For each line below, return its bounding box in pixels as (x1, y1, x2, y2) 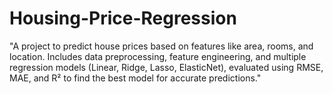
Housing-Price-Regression (9, 7, 237, 30)
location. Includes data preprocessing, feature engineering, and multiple (9, 50, 307, 62)
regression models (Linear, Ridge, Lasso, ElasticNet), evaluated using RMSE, (9, 61, 324, 73)
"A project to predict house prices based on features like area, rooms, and (9, 40, 314, 52)
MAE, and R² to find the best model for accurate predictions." (9, 72, 262, 84)
